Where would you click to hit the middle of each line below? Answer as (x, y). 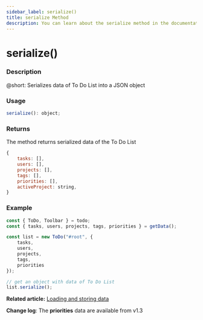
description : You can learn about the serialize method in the (88, 23)
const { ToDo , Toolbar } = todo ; (48, 220)
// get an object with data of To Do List (60, 282)
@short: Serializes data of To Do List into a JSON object (76, 85)
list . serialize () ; (29, 287)
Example (19, 208)
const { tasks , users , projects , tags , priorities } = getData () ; (92, 226)
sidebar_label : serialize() (42, 12)
